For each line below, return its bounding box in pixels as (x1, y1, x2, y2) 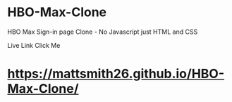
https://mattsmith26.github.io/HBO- (7, 66, 224, 82)
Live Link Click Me (7, 41, 61, 49)
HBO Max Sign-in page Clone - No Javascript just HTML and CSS (7, 27, 198, 36)
